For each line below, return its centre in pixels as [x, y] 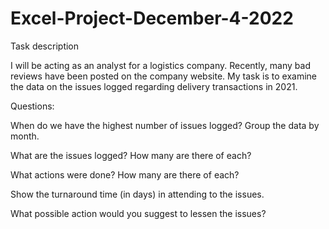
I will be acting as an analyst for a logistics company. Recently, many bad [160, 65]
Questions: [32, 106]
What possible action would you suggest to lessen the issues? [138, 213]
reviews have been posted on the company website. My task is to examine [164, 76]
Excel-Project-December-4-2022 [152, 18]
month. [25, 136]
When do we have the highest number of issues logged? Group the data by [165, 125]
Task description [45, 46]
